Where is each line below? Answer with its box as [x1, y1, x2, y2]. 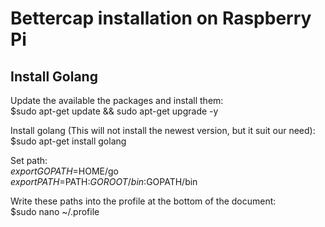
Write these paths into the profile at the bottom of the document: [10, 195, 277, 207]
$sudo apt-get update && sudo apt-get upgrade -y [10, 105, 219, 117]
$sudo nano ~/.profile [10, 206, 100, 217]
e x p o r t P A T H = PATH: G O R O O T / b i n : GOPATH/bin [10, 176, 198, 187]
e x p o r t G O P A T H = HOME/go [10, 165, 120, 177]
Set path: [10, 155, 48, 166]
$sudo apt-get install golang [10, 135, 127, 147]
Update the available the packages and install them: [10, 95, 224, 106]
